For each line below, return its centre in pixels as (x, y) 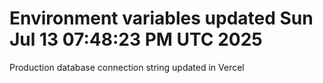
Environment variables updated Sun (161, 18)
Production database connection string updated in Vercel (127, 67)
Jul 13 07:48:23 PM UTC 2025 (136, 39)
